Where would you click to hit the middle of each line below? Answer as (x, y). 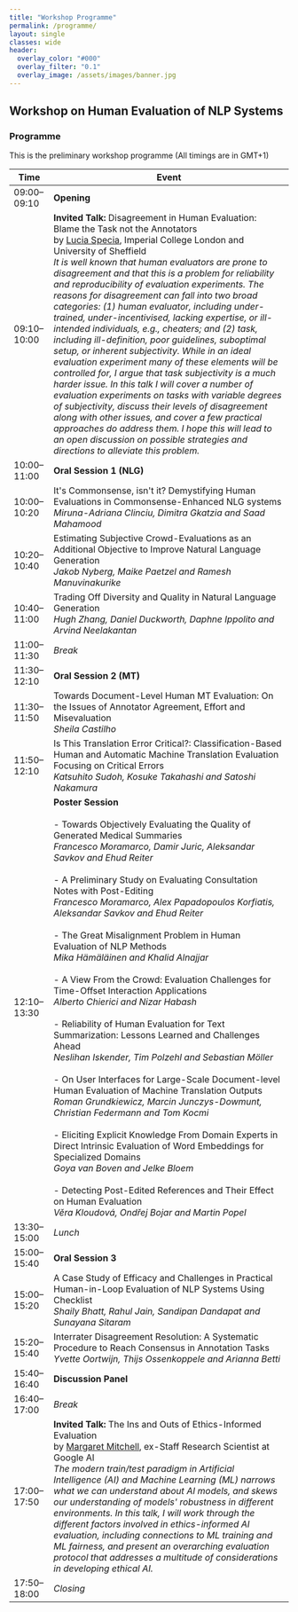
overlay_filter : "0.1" (59, 67)
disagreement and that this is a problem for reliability (164, 273)
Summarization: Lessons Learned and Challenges (156, 1035)
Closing (69, 1589)
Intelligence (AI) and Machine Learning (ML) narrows (164, 1480)
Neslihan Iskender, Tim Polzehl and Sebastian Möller (163, 1058)
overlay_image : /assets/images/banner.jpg (97, 75)
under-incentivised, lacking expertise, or (173, 318)
